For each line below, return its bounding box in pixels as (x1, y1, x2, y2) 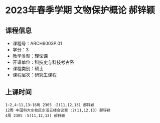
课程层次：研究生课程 (12, 72, 57, 78)
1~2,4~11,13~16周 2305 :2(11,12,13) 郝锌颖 (5, 102, 94, 107)
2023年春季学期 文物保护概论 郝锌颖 (5, 5, 155, 16)
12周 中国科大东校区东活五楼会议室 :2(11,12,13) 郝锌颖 (5, 107, 111, 113)
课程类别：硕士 (12, 66, 44, 71)
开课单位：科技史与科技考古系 (12, 59, 74, 65)
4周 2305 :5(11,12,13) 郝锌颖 (5, 113, 65, 118)
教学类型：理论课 (12, 53, 48, 59)
